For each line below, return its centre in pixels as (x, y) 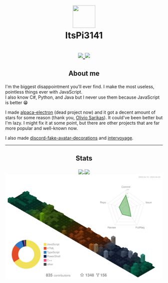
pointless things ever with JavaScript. (44, 92)
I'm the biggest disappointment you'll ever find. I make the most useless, (80, 86)
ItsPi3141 (84, 36)
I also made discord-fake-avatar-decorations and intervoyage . (69, 138)
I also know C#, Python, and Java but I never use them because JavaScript (82, 97)
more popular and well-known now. (41, 128)
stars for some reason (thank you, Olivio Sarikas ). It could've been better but (84, 117)
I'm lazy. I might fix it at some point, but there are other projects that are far (82, 123)
